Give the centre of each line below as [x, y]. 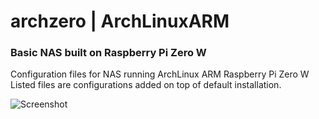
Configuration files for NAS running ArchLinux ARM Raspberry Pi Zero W [160, 74]
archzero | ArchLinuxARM [120, 21]
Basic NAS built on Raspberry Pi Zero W [108, 53]
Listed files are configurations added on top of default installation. [146, 85]
